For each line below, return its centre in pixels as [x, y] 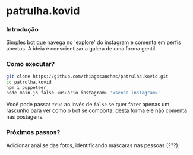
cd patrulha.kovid [29, 82]
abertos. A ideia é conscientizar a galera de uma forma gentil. [81, 49]
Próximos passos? [33, 132]
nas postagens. [25, 117]
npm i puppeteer [26, 87]
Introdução [22, 30]
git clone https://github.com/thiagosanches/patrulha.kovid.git [87, 76]
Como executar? [31, 64]
